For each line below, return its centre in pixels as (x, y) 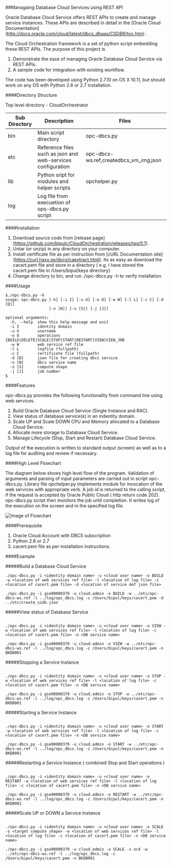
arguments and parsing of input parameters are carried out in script (77, 479)
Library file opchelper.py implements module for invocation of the (94, 484)
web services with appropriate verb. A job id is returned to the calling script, (85, 489)
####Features (20, 385)
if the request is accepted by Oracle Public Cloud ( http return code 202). (82, 495)
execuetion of (54, 203)
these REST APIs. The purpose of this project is (55, 49)
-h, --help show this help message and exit (59, 322)
